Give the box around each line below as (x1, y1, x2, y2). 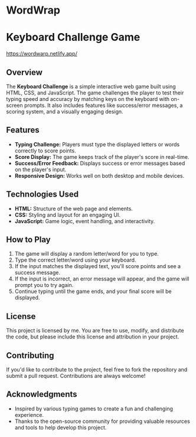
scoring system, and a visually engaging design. (6, 107, 123, 115)
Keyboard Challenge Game (6, 31, 141, 44)
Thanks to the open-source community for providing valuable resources (14, 418, 190, 425)
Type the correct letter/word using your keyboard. (14, 256, 136, 263)
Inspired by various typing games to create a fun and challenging (14, 405, 173, 412)
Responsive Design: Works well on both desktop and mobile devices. (14, 172, 185, 179)
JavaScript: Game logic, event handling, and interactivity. (14, 217, 155, 224)
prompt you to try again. (14, 282, 74, 289)
